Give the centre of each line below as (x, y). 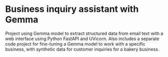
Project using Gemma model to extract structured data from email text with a (84, 33)
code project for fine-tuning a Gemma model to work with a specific (75, 44)
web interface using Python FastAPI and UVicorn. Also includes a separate (82, 39)
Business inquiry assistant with (72, 9)
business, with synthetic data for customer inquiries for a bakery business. (82, 49)
